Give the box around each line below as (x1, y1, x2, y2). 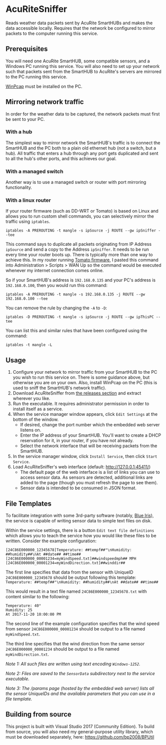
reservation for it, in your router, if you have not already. (20, 438, 134, 444)
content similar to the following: (5, 594, 70, 600)
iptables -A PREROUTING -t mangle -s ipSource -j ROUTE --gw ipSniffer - (5, 228, 161, 233)
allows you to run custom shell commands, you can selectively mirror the (5, 213, 154, 219)
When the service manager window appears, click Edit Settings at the (12, 411, 158, 417)
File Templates (5, 499, 52, 508)
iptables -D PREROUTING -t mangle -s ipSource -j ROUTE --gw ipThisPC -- (5, 315, 161, 320)
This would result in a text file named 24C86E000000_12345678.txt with (5, 588, 147, 594)
